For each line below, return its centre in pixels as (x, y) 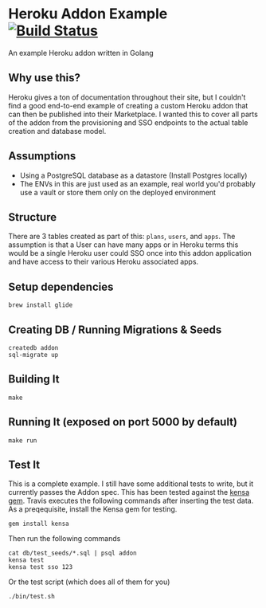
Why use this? (45, 78)
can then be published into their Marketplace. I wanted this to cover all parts (133, 114)
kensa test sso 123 (41, 567)
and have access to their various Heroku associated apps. (104, 262)
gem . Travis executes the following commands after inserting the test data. (131, 501)
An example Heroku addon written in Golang (81, 53)
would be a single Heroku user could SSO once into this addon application (130, 253)
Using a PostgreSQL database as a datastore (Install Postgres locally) (133, 175)
